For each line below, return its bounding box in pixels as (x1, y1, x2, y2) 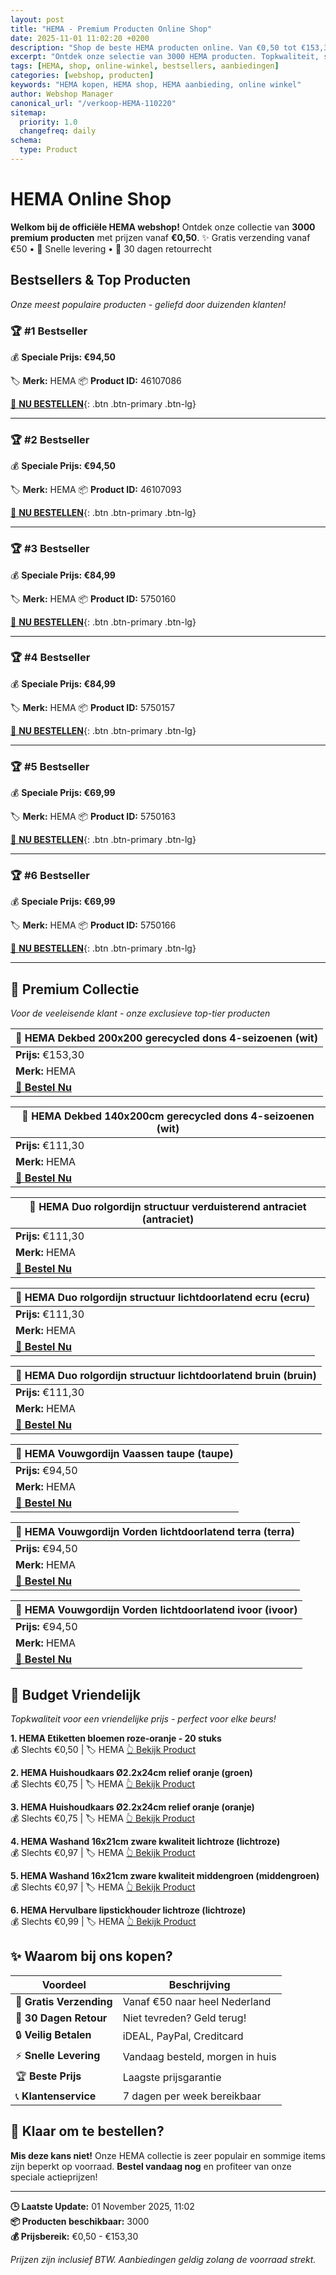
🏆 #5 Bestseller (10, 759, 90, 773)
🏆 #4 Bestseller (10, 651, 91, 665)
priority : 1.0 (19, 117, 78, 127)
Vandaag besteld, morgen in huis (122, 2050, 277, 2064)
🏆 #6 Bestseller (10, 869, 90, 883)
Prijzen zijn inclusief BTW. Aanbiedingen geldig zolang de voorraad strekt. (10, 2253, 317, 2265)
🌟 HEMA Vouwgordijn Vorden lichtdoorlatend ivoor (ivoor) (15, 1603, 298, 1617)
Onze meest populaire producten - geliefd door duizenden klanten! (10, 298, 287, 310)
